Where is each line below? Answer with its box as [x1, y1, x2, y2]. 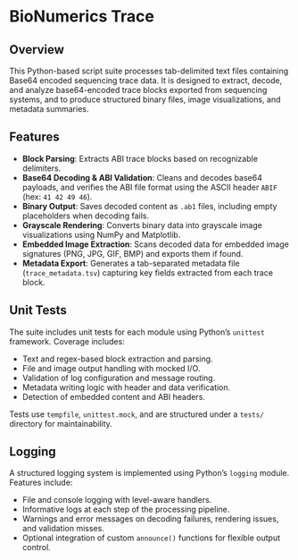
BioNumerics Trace [9, 6, 154, 27]
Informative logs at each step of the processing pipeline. [21, 504, 230, 515]
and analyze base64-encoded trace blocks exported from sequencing [9, 85, 268, 95]
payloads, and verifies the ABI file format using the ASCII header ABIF [21, 182, 278, 192]
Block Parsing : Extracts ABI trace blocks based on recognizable [21, 153, 259, 164]
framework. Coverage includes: [9, 335, 125, 346]
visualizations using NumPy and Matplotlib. [21, 229, 181, 240]
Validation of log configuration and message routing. [21, 372, 216, 383]
